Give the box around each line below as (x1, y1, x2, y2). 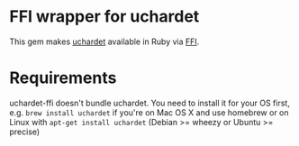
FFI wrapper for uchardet (9, 6, 200, 27)
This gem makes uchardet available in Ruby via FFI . (9, 36, 200, 47)
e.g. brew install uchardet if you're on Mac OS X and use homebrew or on (9, 106, 290, 118)
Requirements (9, 68, 117, 88)
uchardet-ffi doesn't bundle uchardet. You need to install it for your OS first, (9, 97, 290, 108)
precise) (9, 126, 41, 137)
